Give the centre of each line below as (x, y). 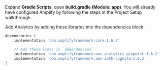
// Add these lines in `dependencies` (54, 49)
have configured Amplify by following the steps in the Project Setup (73, 12)
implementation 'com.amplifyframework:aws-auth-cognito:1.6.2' (80, 58)
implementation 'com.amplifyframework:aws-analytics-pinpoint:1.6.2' (87, 54)
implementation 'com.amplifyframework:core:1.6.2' (67, 40)
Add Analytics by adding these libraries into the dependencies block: (75, 27)
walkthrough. (18, 17)
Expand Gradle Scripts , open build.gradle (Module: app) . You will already (81, 7)
